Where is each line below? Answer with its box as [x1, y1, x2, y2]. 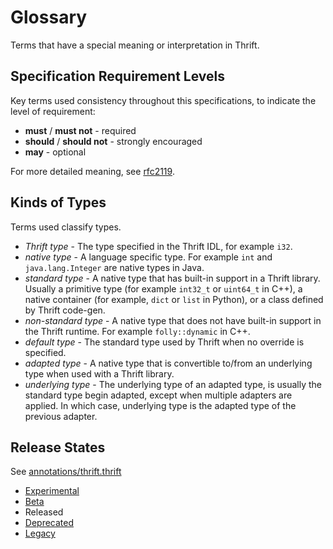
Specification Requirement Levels [10, 68, 226, 85]
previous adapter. [24, 410, 98, 422]
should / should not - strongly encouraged [24, 135, 203, 147]
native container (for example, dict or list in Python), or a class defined [24, 293, 324, 305]
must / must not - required [24, 124, 137, 136]
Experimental [24, 485, 80, 497]
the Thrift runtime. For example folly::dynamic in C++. [24, 325, 251, 337]
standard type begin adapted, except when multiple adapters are [24, 389, 293, 401]
